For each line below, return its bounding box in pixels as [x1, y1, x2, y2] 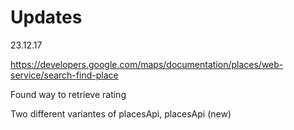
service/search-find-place [10, 69, 119, 81]
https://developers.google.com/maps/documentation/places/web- [10, 58, 284, 70]
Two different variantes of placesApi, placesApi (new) [10, 107, 232, 120]
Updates [10, 6, 83, 29]
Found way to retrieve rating [10, 88, 127, 100]
